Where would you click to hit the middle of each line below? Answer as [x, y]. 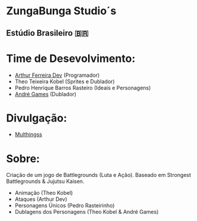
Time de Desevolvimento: [71, 58]
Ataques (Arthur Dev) [41, 199]
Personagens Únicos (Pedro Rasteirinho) [65, 206]
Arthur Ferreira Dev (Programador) [57, 75]
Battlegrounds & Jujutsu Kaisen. [45, 181]
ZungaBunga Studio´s [61, 11]
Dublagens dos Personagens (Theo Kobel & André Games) [87, 212]
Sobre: [23, 158]
